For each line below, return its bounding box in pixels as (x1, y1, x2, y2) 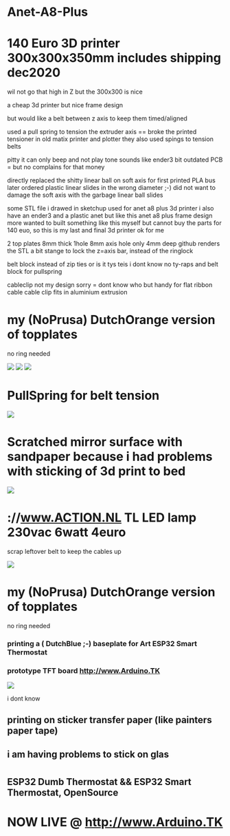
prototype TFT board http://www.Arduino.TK (7, 665, 161, 675)
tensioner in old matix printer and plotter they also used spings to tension (7, 135, 214, 143)
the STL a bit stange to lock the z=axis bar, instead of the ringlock (7, 247, 194, 255)
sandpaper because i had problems (7, 449, 213, 464)
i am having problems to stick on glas (7, 748, 170, 760)
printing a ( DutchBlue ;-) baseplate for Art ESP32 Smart (7, 639, 198, 648)
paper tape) (7, 725, 58, 737)
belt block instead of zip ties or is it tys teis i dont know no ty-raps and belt (7, 260, 218, 268)
